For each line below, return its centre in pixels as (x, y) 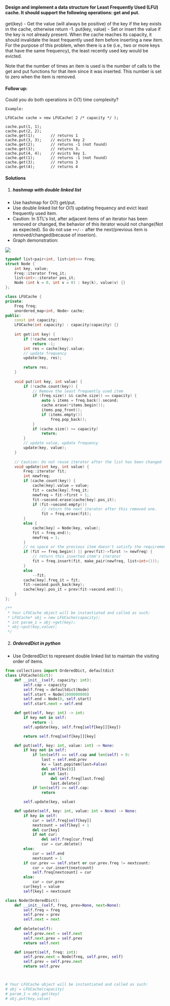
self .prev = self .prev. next (53, 962)
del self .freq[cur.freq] (68, 839)
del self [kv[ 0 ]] (58, 769)
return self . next (41, 943)
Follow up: (16, 88)
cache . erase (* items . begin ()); (73, 405)
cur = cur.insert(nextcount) (63, 868)
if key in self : (40, 815)
